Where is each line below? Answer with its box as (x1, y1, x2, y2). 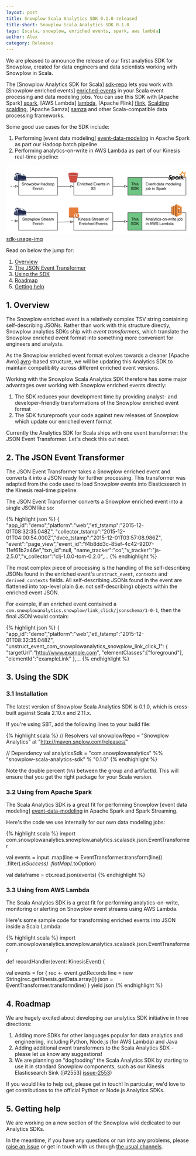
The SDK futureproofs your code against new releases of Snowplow (14, 412, 179, 419)
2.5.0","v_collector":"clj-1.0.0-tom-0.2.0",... (6, 553, 109, 560)
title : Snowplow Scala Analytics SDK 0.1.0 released (6, 15, 137, 22)
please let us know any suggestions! (14, 1051, 102, 1058)
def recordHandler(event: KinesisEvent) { (6, 958, 105, 965)
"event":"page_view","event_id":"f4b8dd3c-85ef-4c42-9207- (6, 541, 154, 548)
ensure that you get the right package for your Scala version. (6, 773, 153, 780)
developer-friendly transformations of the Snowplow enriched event (14, 400, 179, 407)
